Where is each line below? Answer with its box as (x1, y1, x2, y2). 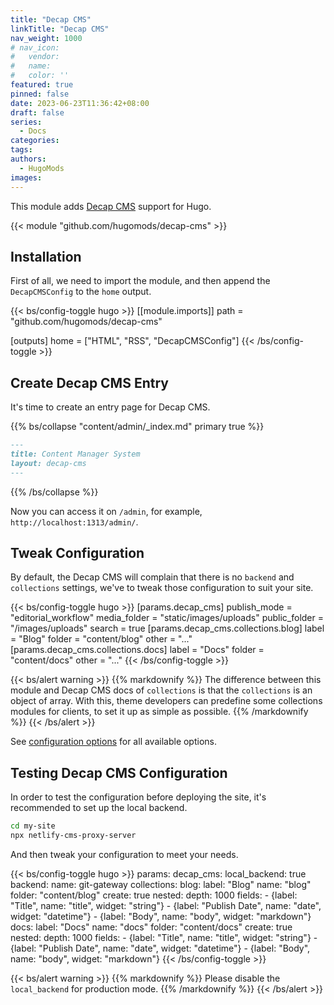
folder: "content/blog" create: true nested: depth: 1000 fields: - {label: (10, 889, 298, 901)
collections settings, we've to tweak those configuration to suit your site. (10, 582, 314, 594)
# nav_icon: (10, 42, 60, 53)
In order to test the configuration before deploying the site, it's (10, 791, 267, 803)
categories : (10, 136, 60, 146)
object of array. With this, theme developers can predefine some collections (10, 695, 323, 707)
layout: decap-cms (10, 458, 87, 468)
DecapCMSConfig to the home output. (10, 286, 152, 298)
